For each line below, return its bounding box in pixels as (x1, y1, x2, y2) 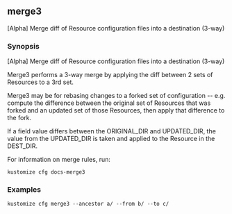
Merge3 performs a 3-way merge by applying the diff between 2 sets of (7, 71, 213, 79)
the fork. (7, 114, 32, 122)
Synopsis (7, 41, 40, 51)
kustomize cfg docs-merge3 (7, 169, 85, 176)
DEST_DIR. (7, 142, 38, 150)
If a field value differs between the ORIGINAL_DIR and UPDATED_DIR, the (7, 127, 217, 135)
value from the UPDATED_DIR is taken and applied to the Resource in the (7, 135, 215, 143)
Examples (7, 185, 42, 195)
